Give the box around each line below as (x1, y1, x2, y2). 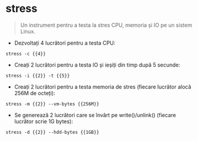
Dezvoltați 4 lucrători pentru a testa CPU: (14, 39, 116, 46)
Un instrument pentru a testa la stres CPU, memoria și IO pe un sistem (20, 21, 192, 29)
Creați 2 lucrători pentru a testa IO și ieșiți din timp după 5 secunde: (14, 61, 181, 68)
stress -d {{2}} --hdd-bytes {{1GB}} (5, 129, 100, 135)
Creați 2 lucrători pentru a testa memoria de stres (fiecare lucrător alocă (14, 83, 191, 90)
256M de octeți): (14, 89, 55, 96)
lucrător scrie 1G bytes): (14, 118, 73, 125)
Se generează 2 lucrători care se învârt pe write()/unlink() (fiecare (14, 111, 177, 118)
